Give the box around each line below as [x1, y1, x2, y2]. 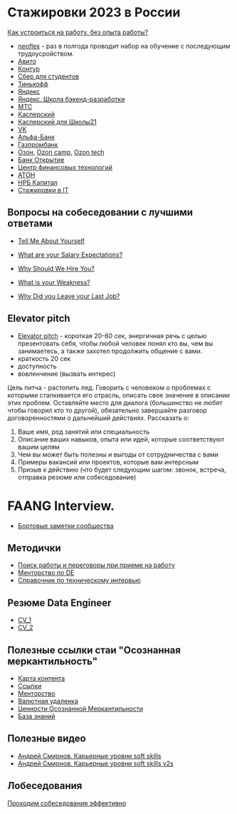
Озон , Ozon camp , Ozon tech [17, 148, 105, 156]
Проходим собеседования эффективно [7, 798, 127, 807]
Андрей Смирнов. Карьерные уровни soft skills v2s [17, 759, 174, 768]
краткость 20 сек [17, 354, 71, 362]
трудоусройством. [17, 49, 75, 58]
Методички [7, 541, 62, 554]
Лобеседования [7, 780, 83, 792]
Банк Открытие [17, 155, 65, 164]
